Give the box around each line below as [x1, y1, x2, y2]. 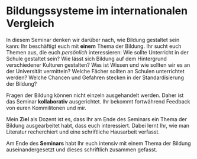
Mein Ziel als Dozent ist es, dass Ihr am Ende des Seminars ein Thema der [6, 115, 188, 122]
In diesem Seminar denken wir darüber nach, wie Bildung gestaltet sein [6, 36, 180, 43]
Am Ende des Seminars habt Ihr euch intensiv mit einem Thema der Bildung [6, 139, 191, 147]
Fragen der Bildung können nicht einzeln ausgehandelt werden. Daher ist [6, 92, 184, 99]
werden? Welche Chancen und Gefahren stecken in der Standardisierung [6, 74, 185, 81]
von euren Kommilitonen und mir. [6, 104, 87, 111]
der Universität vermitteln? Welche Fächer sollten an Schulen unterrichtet [6, 67, 185, 74]
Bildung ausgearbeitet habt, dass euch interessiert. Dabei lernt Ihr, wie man [6, 122, 190, 129]
